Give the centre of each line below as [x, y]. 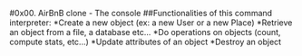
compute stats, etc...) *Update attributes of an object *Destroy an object [146, 42]
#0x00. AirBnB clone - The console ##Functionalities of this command [141, 13]
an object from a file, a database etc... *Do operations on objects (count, [145, 32]
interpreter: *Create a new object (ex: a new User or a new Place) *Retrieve [151, 23]
